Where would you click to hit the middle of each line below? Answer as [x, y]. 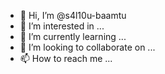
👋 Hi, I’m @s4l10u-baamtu [73, 15]
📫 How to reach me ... [66, 58]
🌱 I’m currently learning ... [73, 36]
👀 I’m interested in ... [62, 26]
